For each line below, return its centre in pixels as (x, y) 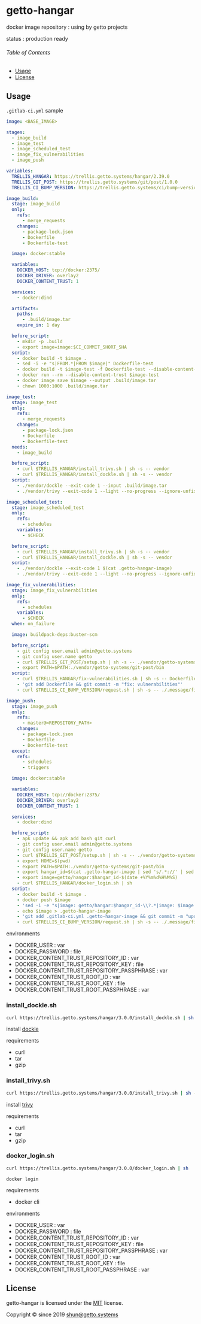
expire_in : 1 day (39, 325)
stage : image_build (36, 204)
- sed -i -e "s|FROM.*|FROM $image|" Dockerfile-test (85, 364)
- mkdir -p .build (40, 341)
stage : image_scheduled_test (48, 508)
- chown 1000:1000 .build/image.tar (63, 386)
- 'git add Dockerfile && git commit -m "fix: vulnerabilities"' (100, 684)
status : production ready (37, 38)
